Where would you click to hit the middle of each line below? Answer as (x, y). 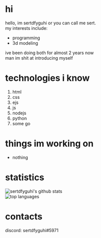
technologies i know (48, 78)
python (20, 118)
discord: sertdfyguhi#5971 (32, 230)
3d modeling (25, 43)
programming (26, 38)
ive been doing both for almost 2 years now (50, 53)
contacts (24, 216)
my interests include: (26, 28)
